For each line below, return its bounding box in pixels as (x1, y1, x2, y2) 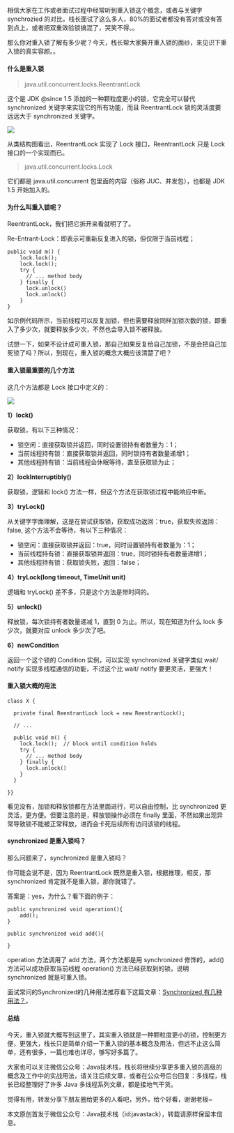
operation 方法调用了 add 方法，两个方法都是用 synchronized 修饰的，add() (7, 956, 224, 964)
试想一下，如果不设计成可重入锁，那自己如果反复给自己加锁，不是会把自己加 (7, 340, 227, 349)
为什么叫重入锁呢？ (7, 203, 63, 211)
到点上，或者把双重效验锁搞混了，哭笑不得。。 (7, 24, 139, 31)
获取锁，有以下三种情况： (7, 425, 81, 434)
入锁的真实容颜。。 (7, 47, 59, 55)
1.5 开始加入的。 (7, 185, 54, 194)
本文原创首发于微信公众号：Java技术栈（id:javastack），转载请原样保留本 (7, 1110, 217, 1118)
